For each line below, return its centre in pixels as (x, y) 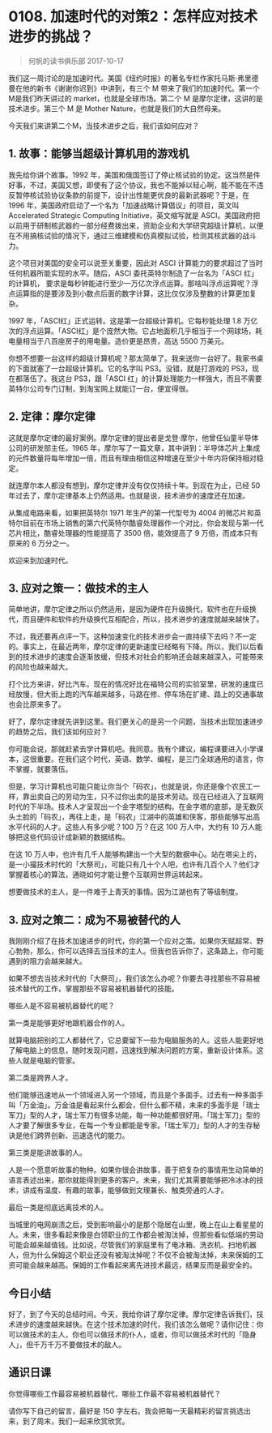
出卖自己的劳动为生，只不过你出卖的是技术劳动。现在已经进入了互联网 (147, 797)
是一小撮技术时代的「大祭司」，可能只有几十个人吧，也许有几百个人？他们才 (134, 865)
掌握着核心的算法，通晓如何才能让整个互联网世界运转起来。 (108, 875)
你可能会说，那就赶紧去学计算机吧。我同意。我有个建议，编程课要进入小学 (132, 749)
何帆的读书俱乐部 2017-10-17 (76, 61)
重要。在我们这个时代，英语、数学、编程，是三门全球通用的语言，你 (150, 759)
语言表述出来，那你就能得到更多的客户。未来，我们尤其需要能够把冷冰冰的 (132, 1180)
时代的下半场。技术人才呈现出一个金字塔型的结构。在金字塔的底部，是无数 (132, 806)
